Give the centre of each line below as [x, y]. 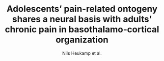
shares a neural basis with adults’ [82, 19]
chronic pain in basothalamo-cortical [82, 30]
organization [82, 40]
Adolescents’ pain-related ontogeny [82, 9]
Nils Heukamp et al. [82, 53]
